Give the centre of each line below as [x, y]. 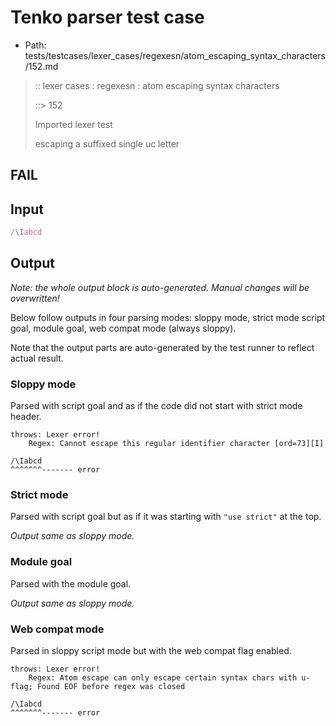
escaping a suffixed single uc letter [107, 143]
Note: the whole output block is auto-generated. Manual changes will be [160, 287]
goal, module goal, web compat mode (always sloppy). [123, 328]
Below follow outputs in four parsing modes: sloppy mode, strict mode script [168, 317]
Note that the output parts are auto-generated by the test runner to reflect [162, 347]
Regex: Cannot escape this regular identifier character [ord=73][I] [176, 444]
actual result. [37, 358]
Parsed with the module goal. [71, 583]
